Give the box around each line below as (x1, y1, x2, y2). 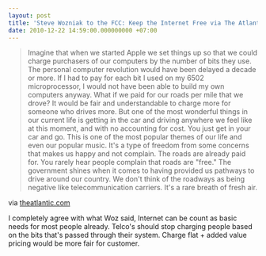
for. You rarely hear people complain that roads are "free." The (27, 158, 232, 167)
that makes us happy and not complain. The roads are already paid (27, 149, 246, 159)
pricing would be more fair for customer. (8, 239, 140, 248)
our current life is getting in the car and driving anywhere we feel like (27, 116, 253, 125)
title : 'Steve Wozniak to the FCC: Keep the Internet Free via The (8, 19, 236, 27)
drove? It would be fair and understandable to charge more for (27, 98, 231, 108)
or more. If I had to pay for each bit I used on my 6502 (27, 73, 204, 83)
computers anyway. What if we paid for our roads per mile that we (27, 90, 244, 100)
